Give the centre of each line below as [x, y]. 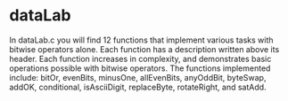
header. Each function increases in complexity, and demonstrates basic [140, 58]
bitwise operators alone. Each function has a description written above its [144, 49]
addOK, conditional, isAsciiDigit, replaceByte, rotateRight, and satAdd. [138, 87]
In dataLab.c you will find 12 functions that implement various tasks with [141, 40]
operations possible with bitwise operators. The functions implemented [140, 68]
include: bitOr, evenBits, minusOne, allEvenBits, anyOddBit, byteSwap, [138, 77]
